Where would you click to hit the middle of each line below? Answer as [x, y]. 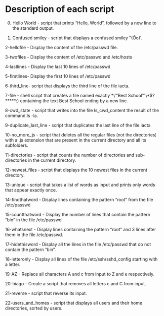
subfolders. [17, 145]
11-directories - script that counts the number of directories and [70, 155]
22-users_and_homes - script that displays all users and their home [74, 303]
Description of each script [60, 9]
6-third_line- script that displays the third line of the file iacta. [67, 86]
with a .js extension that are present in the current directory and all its [76, 140]
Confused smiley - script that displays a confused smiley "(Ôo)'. [77, 38]
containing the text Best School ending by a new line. [74, 101]
